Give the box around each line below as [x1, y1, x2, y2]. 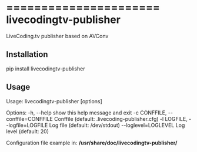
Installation [6, 49, 48, 59]
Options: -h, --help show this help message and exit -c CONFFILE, [6, 109, 167, 116]
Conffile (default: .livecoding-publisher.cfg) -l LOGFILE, [54, 115, 188, 122]
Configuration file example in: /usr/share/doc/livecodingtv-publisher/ [6, 139, 178, 146]
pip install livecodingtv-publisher [6, 65, 85, 72]
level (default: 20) [6, 127, 49, 135]
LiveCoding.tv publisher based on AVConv [6, 32, 109, 39]
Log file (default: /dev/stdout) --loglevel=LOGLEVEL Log [49, 121, 185, 129]
